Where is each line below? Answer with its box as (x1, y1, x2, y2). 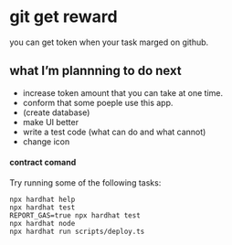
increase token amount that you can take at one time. (22, 87, 224, 98)
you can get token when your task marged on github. (9, 37, 209, 48)
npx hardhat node (9, 218, 76, 228)
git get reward (9, 6, 118, 27)
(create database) (22, 107, 90, 118)
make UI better (22, 116, 79, 127)
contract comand (9, 157, 77, 168)
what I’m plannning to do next (9, 63, 182, 79)
